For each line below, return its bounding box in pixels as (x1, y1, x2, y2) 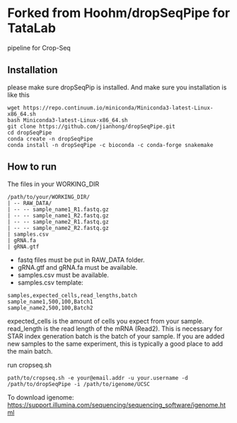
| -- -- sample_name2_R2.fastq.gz (7, 224, 110, 231)
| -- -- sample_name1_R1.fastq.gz (7, 206, 110, 213)
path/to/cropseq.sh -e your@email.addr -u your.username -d (7, 374, 189, 381)
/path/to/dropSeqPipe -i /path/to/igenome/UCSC (7, 380, 151, 388)
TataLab (7, 20, 57, 36)
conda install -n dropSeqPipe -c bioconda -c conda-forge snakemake (7, 141, 214, 148)
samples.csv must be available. (17, 270, 110, 279)
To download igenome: (7, 392, 74, 402)
